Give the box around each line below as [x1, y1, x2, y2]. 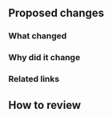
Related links [8, 74, 60, 85]
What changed [8, 30, 67, 42]
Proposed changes [8, 6, 105, 20]
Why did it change [8, 52, 81, 63]
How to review [8, 98, 82, 111]
